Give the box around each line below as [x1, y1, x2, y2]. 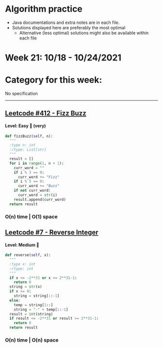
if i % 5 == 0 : [14, 179, 45, 184]
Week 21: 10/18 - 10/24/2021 [5, 52, 122, 63]
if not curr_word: [14, 188, 51, 193]
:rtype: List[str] [9, 147, 47, 152]
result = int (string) [9, 311, 53, 316]
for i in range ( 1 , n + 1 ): [9, 161, 64, 166]
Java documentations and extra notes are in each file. [12, 19, 120, 25]
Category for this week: [5, 75, 102, 86]
